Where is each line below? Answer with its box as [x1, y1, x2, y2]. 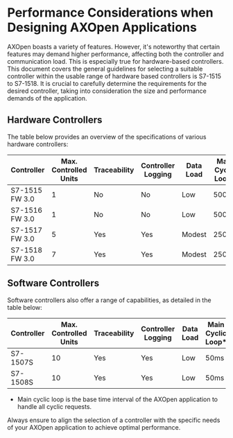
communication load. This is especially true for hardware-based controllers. [7, 57, 224, 65]
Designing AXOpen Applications [7, 19, 198, 35]
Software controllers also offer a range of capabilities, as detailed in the [7, 296, 212, 304]
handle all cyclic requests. [17, 402, 92, 410]
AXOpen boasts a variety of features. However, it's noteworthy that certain [7, 42, 221, 51]
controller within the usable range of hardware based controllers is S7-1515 [7, 71, 222, 80]
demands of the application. [7, 94, 87, 102]
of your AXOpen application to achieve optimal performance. [7, 423, 181, 431]
